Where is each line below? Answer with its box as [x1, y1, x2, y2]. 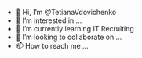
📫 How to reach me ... [15, 42, 89, 50]
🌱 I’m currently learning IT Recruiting [15, 24, 135, 33]
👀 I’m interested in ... [15, 16, 82, 25]
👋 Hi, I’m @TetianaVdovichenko [15, 8, 117, 16]
